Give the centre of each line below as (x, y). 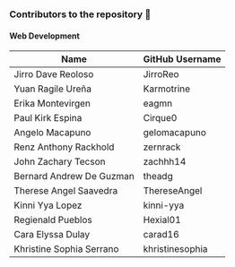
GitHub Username (182, 59)
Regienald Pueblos (53, 220)
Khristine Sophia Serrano (66, 249)
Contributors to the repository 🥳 (80, 14)
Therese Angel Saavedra (66, 191)
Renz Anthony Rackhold (64, 147)
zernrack (162, 147)
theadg (158, 177)
